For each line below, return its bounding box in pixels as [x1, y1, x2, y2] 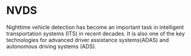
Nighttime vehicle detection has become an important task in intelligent [6, 23, 184, 31]
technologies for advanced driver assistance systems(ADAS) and [6, 36, 169, 43]
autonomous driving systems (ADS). [6, 43, 97, 50]
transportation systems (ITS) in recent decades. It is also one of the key [6, 30, 185, 37]
